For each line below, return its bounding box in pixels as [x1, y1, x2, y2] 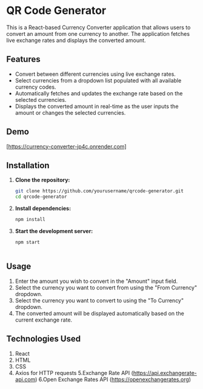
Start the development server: [15, 228, 93, 234]
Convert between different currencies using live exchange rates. [15, 70, 176, 78]
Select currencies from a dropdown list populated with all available [15, 76, 182, 84]
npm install [15, 217, 45, 223]
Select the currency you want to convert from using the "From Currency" [15, 283, 198, 291]
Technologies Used [6, 334, 81, 344]
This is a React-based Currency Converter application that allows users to [6, 24, 191, 31]
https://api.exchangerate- [133, 369, 197, 376]
